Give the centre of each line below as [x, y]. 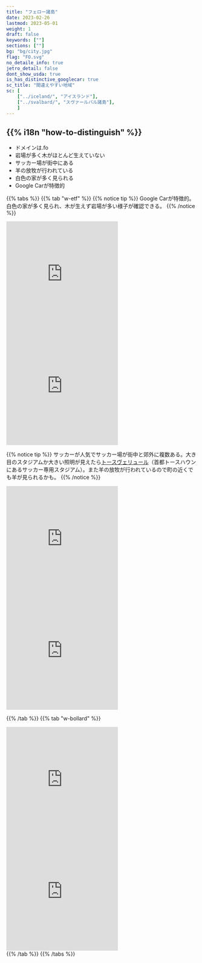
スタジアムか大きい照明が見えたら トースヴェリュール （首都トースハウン [106, 462]
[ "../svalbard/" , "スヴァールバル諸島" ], [66, 102]
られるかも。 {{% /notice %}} [64, 478]
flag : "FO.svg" [25, 57]
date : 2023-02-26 [28, 18]
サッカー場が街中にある [44, 163]
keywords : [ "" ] [25, 40]
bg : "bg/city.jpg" [29, 52]
